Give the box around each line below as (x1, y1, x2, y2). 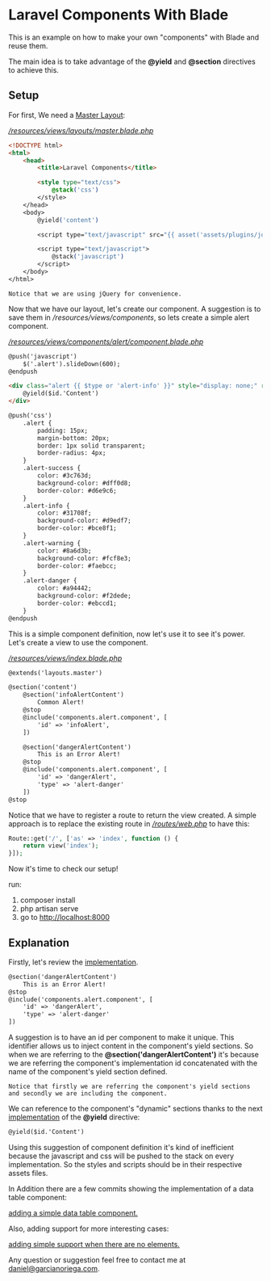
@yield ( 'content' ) (37, 216, 99, 224)
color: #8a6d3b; (37, 547, 92, 555)
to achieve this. (8, 65, 59, 74)
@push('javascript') (8, 352, 78, 360)
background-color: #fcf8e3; (37, 554, 131, 562)
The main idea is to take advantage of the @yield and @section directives (8, 57, 256, 66)
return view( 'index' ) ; (23, 842, 99, 850)
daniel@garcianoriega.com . (8, 1263, 100, 1273)
